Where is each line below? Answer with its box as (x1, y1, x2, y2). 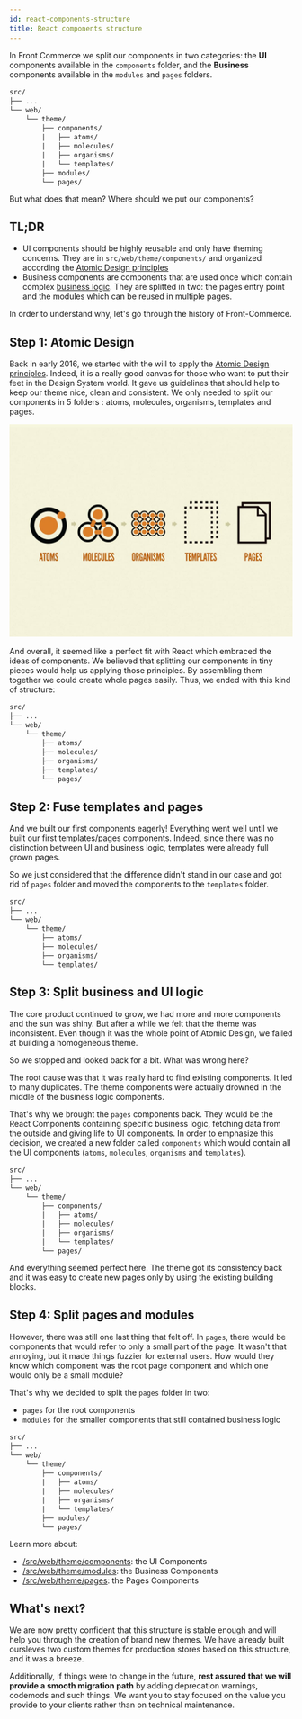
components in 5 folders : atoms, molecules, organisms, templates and (9, 397, 271, 408)
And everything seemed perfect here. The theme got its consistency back (9, 1262, 283, 1273)
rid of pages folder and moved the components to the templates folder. (9, 878, 270, 889)
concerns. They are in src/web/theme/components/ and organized (22, 253, 262, 264)
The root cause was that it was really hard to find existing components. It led (9, 1072, 293, 1083)
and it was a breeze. (9, 1653, 84, 1664)
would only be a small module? (9, 1369, 124, 1381)
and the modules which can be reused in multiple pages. (22, 291, 233, 301)
